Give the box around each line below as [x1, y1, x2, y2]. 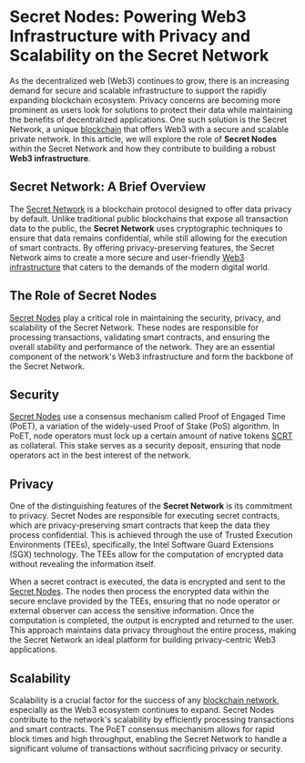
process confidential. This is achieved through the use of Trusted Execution [9, 530, 293, 541]
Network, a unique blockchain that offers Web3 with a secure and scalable [9, 123, 290, 134]
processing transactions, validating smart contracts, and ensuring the [9, 331, 270, 343]
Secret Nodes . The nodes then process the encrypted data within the [9, 586, 269, 597]
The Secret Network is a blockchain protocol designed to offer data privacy [9, 203, 292, 214]
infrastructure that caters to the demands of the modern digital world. [9, 262, 270, 273]
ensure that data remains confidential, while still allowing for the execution [9, 232, 288, 243]
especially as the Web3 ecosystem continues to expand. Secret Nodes [9, 705, 275, 715]
